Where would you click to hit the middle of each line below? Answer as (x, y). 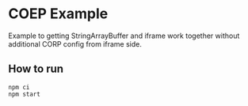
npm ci (19, 87)
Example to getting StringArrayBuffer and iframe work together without (124, 36)
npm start (25, 94)
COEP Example (58, 14)
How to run (36, 69)
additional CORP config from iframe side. (75, 44)
